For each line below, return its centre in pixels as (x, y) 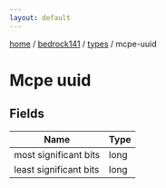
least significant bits (57, 169)
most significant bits (57, 154)
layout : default (40, 18)
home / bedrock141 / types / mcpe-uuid (83, 44)
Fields (27, 114)
